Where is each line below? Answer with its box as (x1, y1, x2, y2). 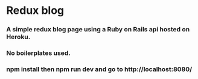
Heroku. (6, 33, 31, 41)
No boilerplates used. (6, 49, 71, 57)
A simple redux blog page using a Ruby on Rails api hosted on (6, 25, 190, 34)
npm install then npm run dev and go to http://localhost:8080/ (6, 65, 193, 73)
